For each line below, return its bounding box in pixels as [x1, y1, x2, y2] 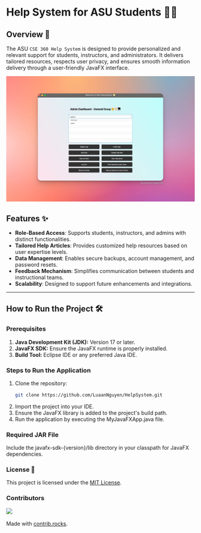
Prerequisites [6, 325, 46, 333]
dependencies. [6, 450, 43, 458]
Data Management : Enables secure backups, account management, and [14, 255, 194, 262]
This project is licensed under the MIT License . [6, 479, 122, 486]
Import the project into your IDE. [14, 402, 95, 410]
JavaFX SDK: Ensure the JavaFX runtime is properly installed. [14, 344, 168, 352]
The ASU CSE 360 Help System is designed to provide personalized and [6, 45, 181, 52]
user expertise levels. [14, 248, 68, 255]
